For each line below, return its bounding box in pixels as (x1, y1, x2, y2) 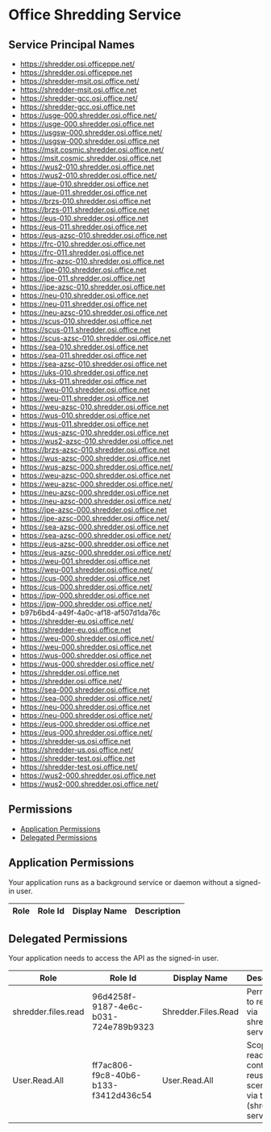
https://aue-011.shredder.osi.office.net (19, 188, 148, 197)
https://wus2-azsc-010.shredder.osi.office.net (19, 437, 173, 445)
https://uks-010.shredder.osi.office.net (19, 368, 148, 377)
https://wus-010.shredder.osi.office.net (19, 411, 151, 420)
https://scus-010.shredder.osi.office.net (19, 316, 152, 326)
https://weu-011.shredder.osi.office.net (19, 394, 149, 403)
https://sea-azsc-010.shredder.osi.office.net (19, 359, 168, 369)
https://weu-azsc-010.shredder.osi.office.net (19, 402, 169, 411)
